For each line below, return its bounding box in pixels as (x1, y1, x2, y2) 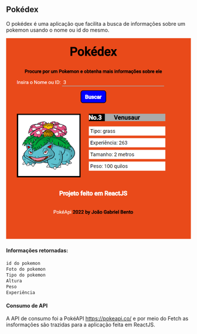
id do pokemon (6, 260, 41, 267)
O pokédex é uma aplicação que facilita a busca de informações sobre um (6, 20, 186, 27)
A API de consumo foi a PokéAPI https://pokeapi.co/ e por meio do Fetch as (6, 315, 189, 322)
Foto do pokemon (6, 266, 46, 273)
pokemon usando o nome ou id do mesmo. (6, 26, 110, 33)
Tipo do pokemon (6, 272, 46, 278)
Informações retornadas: (6, 247, 69, 254)
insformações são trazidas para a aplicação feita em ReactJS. (6, 321, 155, 328)
